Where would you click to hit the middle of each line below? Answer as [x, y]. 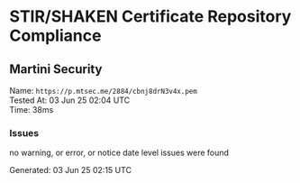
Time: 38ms [32, 110]
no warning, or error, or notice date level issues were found [119, 153]
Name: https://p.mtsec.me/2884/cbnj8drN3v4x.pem [104, 91]
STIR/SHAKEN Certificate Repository [150, 17]
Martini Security [56, 69]
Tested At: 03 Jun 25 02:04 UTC [70, 100]
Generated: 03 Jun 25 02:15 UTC [71, 170]
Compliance [55, 36]
